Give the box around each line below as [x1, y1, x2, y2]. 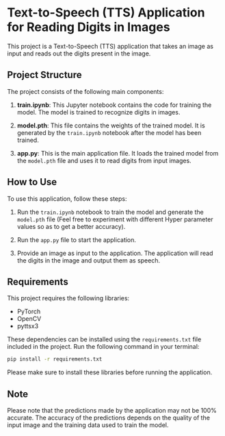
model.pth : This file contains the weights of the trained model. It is [16, 121, 205, 130]
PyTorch [16, 307, 41, 316]
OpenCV [16, 315, 42, 323]
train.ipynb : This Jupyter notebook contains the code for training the [16, 101, 212, 109]
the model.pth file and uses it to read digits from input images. [16, 156, 191, 165]
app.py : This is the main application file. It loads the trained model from [16, 149, 219, 157]
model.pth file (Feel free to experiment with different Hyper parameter [16, 215, 213, 223]
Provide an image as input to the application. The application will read [16, 249, 213, 257]
